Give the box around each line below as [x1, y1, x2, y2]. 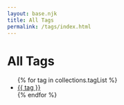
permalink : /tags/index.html [7, 23, 91, 30]
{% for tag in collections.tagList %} [17, 76, 118, 84]
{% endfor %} [17, 91, 57, 99]
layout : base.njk [7, 10, 57, 17]
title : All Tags [7, 17, 54, 24]
